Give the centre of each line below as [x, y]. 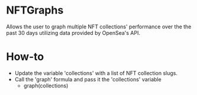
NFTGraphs [35, 10]
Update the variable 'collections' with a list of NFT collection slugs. [96, 73]
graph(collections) [46, 86]
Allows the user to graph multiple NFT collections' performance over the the [99, 27]
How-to [25, 57]
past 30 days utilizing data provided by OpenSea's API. [73, 32]
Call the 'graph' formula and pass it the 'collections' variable [88, 79]
